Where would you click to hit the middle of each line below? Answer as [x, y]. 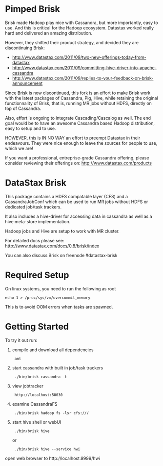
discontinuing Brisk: [25, 48]
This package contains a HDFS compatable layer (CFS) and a [67, 196]
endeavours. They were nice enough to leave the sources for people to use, [81, 143]
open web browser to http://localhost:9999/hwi [52, 458]
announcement [27, 83]
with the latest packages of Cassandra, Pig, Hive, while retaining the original [81, 98]
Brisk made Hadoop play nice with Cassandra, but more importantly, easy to [81, 23]
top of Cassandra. [23, 108]
